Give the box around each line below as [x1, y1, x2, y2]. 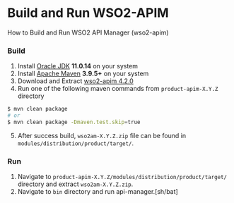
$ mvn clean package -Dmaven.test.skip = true [7, 118, 141, 125]
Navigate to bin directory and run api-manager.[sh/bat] [17, 187, 178, 196]
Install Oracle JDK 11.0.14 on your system [17, 62, 139, 70]
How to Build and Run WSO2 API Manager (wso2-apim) [7, 28, 169, 37]
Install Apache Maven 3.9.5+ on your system [17, 69, 149, 78]
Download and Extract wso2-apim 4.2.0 [17, 77, 134, 85]
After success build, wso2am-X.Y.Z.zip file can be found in [17, 131, 187, 140]
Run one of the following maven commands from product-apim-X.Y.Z [17, 85, 218, 93]
